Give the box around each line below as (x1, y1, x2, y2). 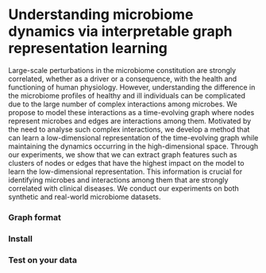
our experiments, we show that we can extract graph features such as (8, 149, 237, 160)
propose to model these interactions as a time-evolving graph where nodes (8, 107, 255, 117)
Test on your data (8, 254, 78, 265)
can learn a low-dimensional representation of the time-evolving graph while (8, 133, 259, 142)
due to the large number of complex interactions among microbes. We (8, 99, 238, 109)
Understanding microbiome (8, 6, 194, 24)
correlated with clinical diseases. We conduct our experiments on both (8, 183, 240, 193)
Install (8, 233, 33, 244)
